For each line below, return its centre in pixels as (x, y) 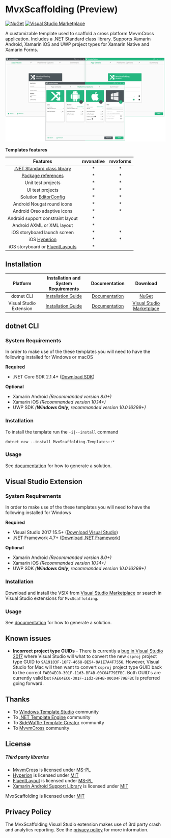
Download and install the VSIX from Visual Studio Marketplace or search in (83, 593)
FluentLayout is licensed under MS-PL (53, 781)
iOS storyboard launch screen (43, 233)
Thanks (18, 700)
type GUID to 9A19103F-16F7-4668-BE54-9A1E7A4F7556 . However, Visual (86, 662)
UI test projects (43, 190)
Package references (43, 176)
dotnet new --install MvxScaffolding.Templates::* (60, 442)
